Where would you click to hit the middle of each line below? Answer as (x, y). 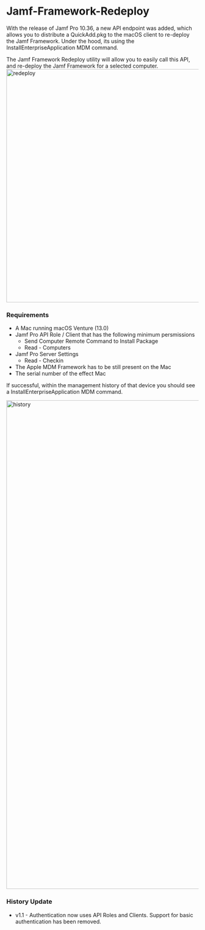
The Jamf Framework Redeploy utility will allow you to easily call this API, (98, 59)
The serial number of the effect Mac (60, 374)
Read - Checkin (44, 360)
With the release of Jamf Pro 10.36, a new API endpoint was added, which (99, 28)
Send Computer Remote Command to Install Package (91, 341)
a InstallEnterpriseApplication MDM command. (65, 392)
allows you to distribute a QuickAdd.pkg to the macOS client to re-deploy (98, 34)
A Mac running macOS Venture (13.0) (62, 328)
